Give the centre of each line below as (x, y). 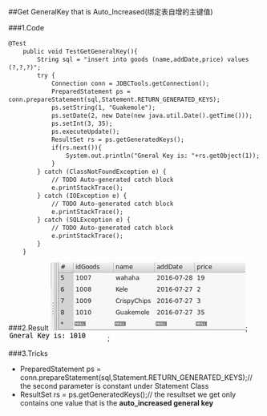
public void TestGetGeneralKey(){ (80, 51)
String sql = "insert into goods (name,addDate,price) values (143, 59)
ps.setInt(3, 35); (82, 123)
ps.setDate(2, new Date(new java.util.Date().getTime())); (152, 115)
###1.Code (26, 28)
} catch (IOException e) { (82, 196)
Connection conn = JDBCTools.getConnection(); (130, 83)
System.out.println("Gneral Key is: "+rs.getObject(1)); (163, 155)
